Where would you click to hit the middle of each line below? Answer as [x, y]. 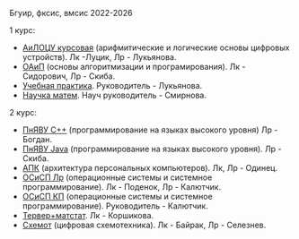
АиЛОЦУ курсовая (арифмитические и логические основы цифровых [156, 47]
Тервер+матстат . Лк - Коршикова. [88, 215]
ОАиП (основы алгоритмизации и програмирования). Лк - [134, 67]
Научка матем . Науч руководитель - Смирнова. [114, 95]
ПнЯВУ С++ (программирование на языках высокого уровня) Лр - [150, 130]
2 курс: [23, 112]
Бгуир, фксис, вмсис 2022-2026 [71, 13]
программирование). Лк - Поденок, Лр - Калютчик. [122, 187]
